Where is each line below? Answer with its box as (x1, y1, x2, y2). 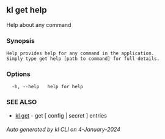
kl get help (6, 5, 47, 15)
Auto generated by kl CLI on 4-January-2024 (6, 126, 121, 133)
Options (6, 70, 31, 78)
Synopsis (6, 36, 35, 45)
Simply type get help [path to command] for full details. (6, 56, 160, 62)
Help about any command (6, 21, 71, 28)
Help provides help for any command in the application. (6, 50, 155, 57)
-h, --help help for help (12, 84, 84, 90)
